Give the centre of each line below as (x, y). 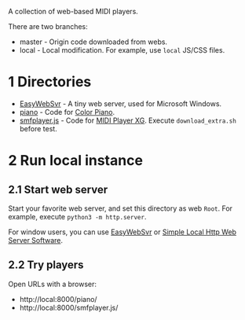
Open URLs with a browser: (52, 284)
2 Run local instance (76, 161)
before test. (38, 128)
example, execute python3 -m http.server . (77, 216)
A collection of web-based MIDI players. (73, 11)
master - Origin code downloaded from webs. (93, 42)
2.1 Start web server (58, 189)
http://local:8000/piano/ (58, 299)
